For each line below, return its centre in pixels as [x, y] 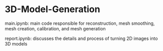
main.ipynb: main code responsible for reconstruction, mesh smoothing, [80, 23]
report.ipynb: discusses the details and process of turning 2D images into [81, 38]
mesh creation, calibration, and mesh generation [55, 28]
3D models [16, 43]
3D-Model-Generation [53, 9]
